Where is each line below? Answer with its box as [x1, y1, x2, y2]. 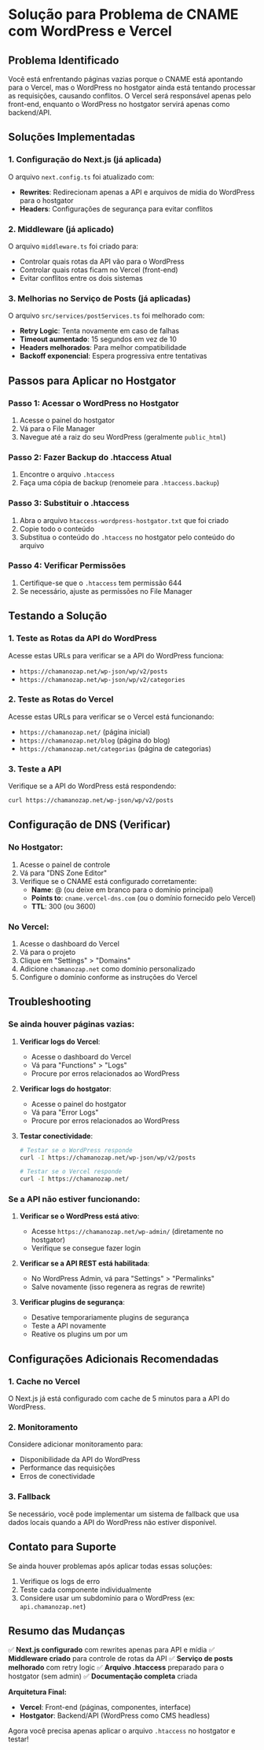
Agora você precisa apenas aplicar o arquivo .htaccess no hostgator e [8, 1726, 236, 1736]
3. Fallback [8, 1491, 51, 1502]
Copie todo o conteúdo [19, 524, 95, 533]
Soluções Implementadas [8, 131, 136, 144]
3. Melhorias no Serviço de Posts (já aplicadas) [8, 293, 191, 304]
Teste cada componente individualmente [19, 1585, 152, 1594]
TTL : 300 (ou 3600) [31, 901, 97, 911]
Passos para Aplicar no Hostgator [8, 374, 177, 387]
